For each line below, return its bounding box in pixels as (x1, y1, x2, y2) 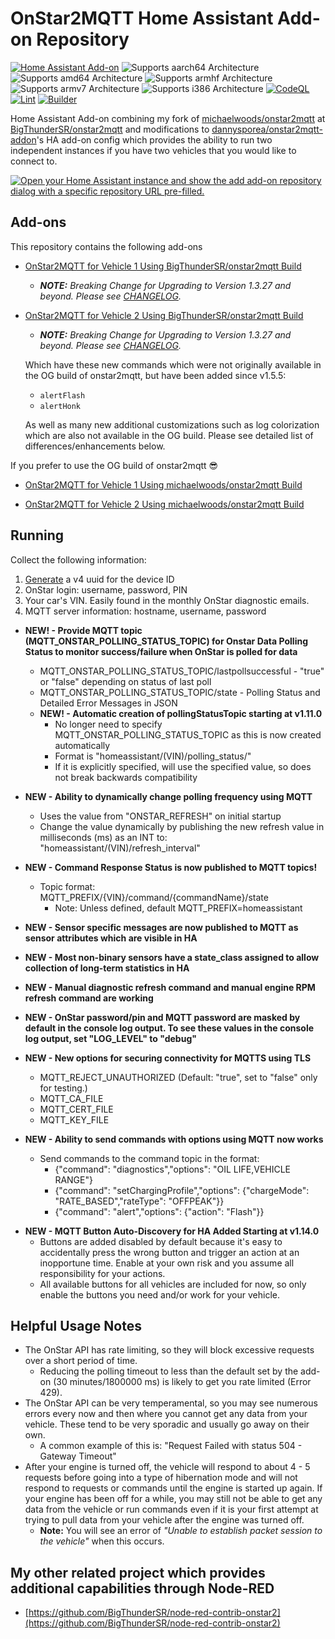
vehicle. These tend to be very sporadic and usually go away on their (24, 1418, 310, 1431)
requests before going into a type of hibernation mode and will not (24, 1472, 298, 1484)
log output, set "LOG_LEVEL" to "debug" (24, 1032, 197, 1044)
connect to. (10, 155, 58, 167)
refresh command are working (24, 992, 154, 1004)
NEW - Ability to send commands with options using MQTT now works (24, 1133, 324, 1145)
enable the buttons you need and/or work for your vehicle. (39, 1288, 281, 1301)
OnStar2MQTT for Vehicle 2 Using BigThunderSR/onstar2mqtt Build (24, 309, 304, 321)
